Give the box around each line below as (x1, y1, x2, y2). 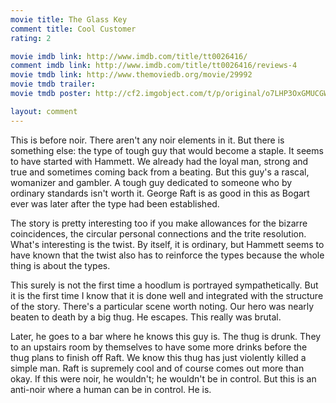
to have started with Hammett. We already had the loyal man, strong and (10, 155, 309, 167)
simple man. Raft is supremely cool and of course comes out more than (10, 362, 305, 374)
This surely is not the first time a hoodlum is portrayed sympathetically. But (10, 279, 319, 291)
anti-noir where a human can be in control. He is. (10, 383, 212, 395)
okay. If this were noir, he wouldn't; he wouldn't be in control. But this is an (10, 372, 317, 385)
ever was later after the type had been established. (10, 197, 220, 210)
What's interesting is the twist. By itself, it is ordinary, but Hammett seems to (10, 238, 325, 250)
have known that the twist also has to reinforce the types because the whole (10, 249, 325, 261)
